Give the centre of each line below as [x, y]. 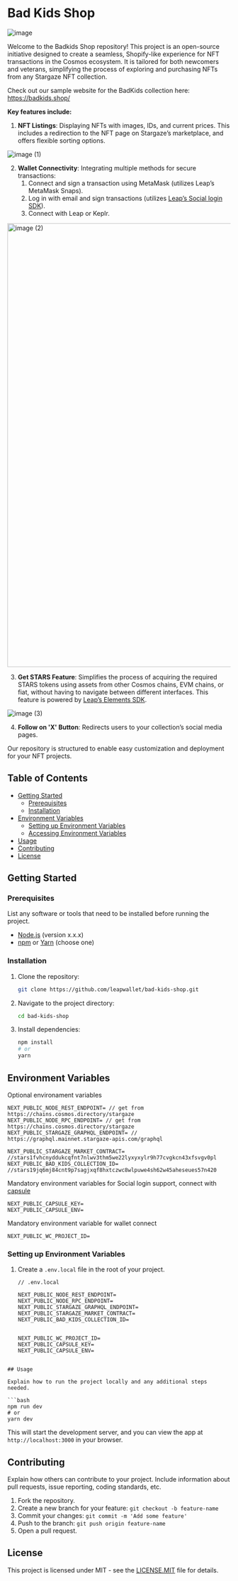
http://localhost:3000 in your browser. [65, 1440]
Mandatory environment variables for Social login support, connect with [112, 1183]
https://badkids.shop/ [39, 98]
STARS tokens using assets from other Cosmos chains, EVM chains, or [121, 684]
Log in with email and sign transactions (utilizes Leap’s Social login [125, 198]
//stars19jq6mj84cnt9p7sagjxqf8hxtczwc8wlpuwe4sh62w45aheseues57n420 [112, 1170]
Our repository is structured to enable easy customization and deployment [116, 748]
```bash [19, 1401]
